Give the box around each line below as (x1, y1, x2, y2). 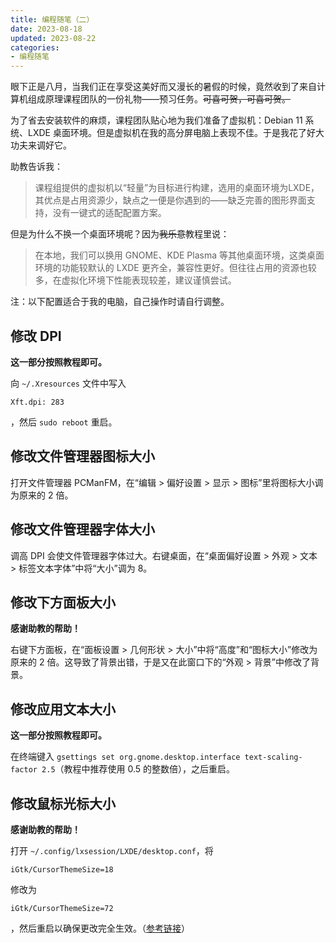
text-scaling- (244, 752, 303, 763)
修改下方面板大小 (10, 594, 116, 611)
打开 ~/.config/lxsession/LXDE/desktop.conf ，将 (10, 845, 214, 856)
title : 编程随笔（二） (10, 14, 95, 25)
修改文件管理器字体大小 (10, 521, 155, 538)
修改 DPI (10, 327, 62, 345)
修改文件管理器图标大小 (10, 448, 155, 465)
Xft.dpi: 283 (10, 397, 65, 407)
